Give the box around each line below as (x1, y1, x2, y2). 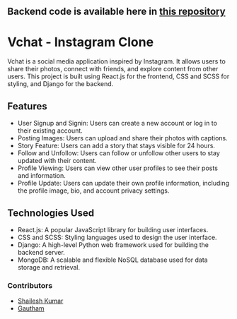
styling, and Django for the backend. (7, 80, 114, 88)
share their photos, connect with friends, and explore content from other (7, 65, 219, 73)
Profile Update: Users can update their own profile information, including (17, 179, 230, 188)
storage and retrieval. (17, 263, 81, 271)
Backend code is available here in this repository (7, 6, 226, 18)
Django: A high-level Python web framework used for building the (17, 240, 209, 249)
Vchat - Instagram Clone (7, 34, 154, 50)
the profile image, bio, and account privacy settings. (17, 186, 170, 195)
